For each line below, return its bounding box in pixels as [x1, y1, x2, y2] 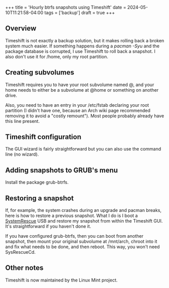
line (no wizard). [5, 151, 39, 158]
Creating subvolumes [5, 68, 75, 77]
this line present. [5, 118, 40, 124]
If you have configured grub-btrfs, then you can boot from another [5, 233, 144, 239]
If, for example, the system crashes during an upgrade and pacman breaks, [5, 207, 162, 213]
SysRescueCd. [5, 249, 36, 255]
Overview [5, 24, 37, 33]
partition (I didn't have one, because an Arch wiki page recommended [5, 107, 150, 113]
